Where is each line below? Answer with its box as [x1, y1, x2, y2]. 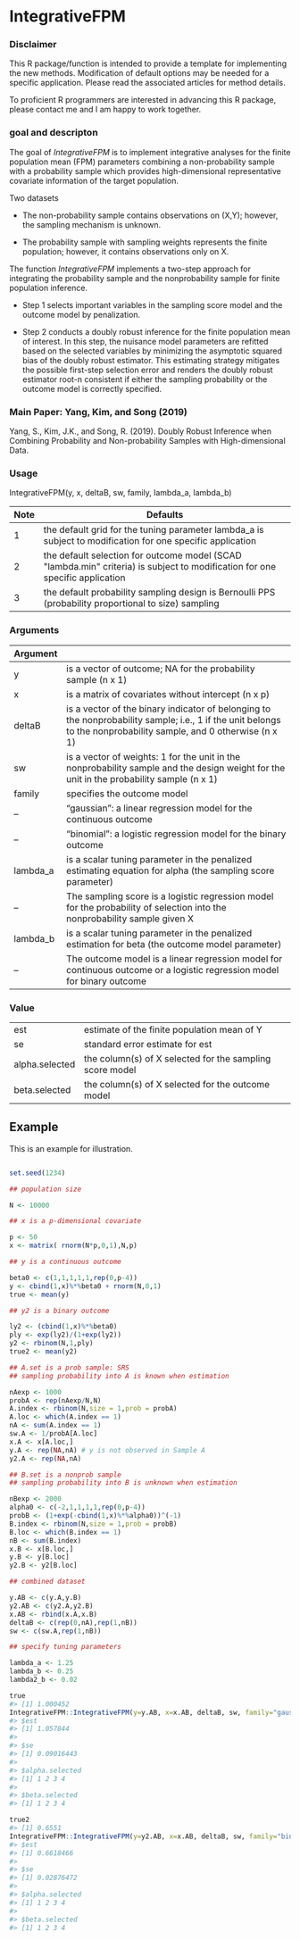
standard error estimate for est [83, 1037, 212, 1050]
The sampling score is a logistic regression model [66, 890, 274, 903]
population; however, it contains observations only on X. [21, 246, 229, 256]
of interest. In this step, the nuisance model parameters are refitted [21, 336, 269, 346]
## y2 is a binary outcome [9, 1306, 110, 1315]
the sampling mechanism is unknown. [21, 219, 162, 229]
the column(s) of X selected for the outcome [83, 1078, 271, 1090]
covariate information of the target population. [9, 175, 179, 186]
